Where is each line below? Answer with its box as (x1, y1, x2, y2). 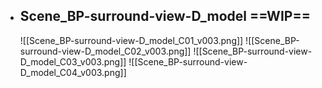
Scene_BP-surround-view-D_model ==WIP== (19, 8, 311, 25)
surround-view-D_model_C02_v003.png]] (19, 45, 192, 57)
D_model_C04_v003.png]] (19, 66, 127, 78)
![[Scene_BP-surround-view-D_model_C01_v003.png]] (19, 34, 244, 46)
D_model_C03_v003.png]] (19, 55, 127, 68)
